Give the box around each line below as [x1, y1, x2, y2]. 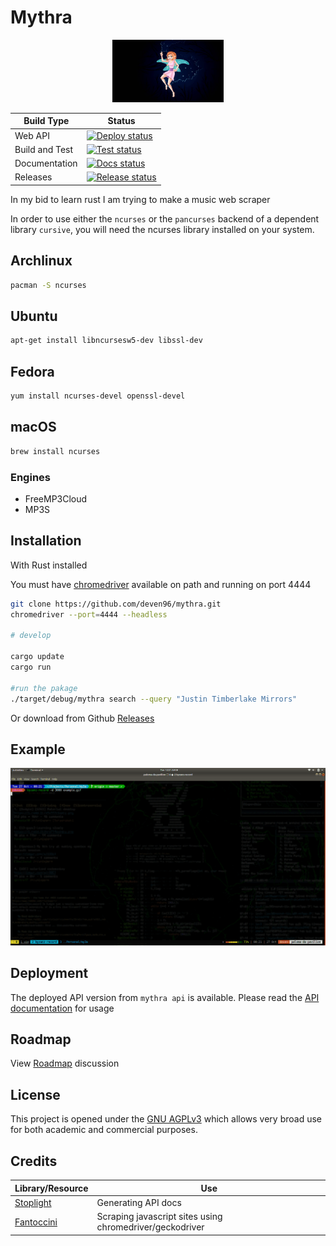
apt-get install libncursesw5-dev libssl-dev [10, 336, 203, 346]
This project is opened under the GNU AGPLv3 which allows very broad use [10, 1113, 323, 1125]
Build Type [23, 115, 70, 127]
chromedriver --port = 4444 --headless [10, 609, 168, 620]
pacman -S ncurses [10, 280, 87, 290]
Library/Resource [14, 1182, 89, 1194]
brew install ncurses [10, 446, 101, 456]
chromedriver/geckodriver [96, 1221, 205, 1233]
